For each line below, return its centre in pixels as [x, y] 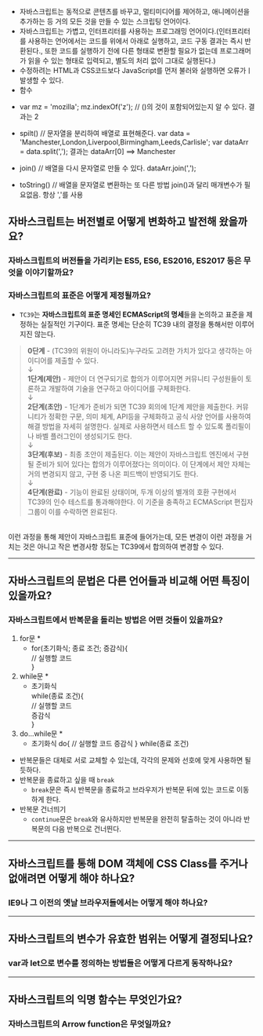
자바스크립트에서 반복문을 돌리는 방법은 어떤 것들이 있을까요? [115, 620]
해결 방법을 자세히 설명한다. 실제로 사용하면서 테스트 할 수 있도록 [125, 426]
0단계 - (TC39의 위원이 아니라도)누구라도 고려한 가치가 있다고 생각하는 [135, 350]
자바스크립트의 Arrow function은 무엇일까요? [90, 1023]
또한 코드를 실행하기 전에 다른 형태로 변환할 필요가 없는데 [131, 51]
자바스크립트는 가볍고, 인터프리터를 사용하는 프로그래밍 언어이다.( [119, 31]
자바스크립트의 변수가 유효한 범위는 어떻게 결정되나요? [131, 939]
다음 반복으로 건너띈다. [86, 829]
